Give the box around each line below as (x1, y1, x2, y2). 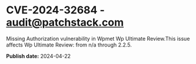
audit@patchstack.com (6, 16, 124, 29)
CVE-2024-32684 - (6, 3, 105, 17)
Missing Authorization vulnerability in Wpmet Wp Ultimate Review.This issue (6, 35, 190, 42)
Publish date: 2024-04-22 (6, 52, 71, 59)
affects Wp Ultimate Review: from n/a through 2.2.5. (6, 41, 132, 48)
